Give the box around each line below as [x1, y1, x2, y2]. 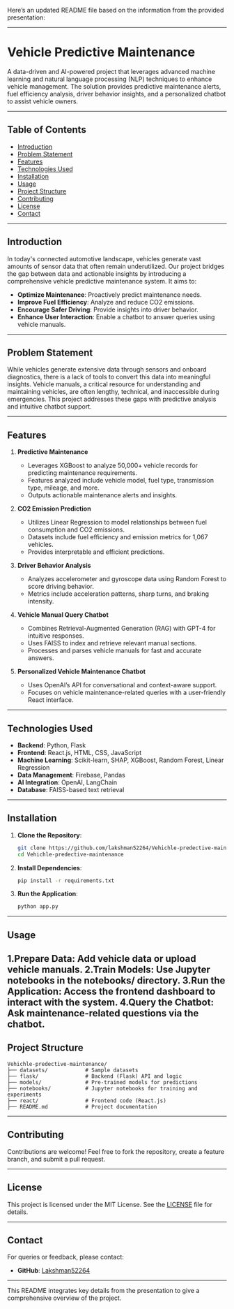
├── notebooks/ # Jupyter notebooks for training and [7, 1085, 198, 1092]
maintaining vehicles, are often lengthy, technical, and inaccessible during [7, 388, 219, 396]
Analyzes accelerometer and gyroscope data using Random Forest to [27, 575, 226, 583]
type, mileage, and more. [27, 483, 100, 492]
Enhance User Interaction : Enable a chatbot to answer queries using [17, 312, 215, 321]
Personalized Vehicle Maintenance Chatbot [17, 667, 146, 676]
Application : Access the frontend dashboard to [7, 986, 216, 997]
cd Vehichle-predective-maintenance [17, 851, 124, 858]
